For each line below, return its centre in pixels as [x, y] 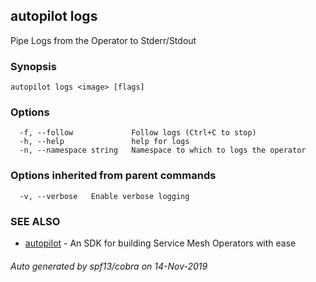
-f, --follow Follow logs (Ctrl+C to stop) [138, 133]
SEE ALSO [35, 221]
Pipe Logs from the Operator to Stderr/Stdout [103, 40]
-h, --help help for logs [104, 142]
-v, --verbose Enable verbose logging [104, 196]
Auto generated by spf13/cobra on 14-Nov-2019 [109, 266]
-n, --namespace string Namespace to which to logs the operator [163, 150]
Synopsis [33, 66]
